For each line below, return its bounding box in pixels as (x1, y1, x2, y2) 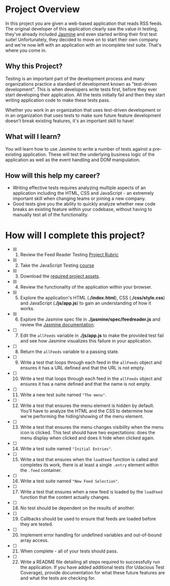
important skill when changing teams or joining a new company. (12, 195, 146, 201)
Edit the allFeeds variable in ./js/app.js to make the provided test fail (20, 332, 164, 338)
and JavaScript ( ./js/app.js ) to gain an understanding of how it (20, 300, 151, 306)
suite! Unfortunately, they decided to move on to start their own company (5, 37, 158, 43)
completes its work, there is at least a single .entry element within (20, 462, 159, 468)
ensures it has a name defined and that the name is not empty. (20, 381, 151, 387)
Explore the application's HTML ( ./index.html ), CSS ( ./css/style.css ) (20, 295, 165, 301)
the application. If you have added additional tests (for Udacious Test (20, 564, 165, 570)
